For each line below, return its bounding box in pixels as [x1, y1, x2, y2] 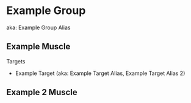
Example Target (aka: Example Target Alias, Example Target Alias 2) [15, 69, 186, 77]
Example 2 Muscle [6, 87, 77, 98]
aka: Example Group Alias [6, 24, 71, 31]
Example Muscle [6, 41, 71, 52]
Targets [6, 57, 26, 65]
